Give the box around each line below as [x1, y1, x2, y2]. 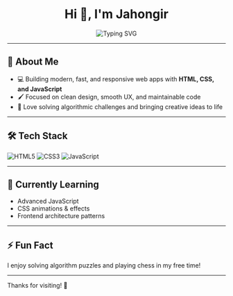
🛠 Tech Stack [7, 130, 68, 142]
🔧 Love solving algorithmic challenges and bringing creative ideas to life [17, 102, 223, 110]
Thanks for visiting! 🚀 [7, 281, 68, 290]
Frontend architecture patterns [17, 212, 105, 220]
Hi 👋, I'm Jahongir [64, 6, 169, 22]
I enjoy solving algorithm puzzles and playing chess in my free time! [7, 261, 201, 270]
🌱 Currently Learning [7, 179, 99, 190]
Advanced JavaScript [17, 197, 79, 206]
